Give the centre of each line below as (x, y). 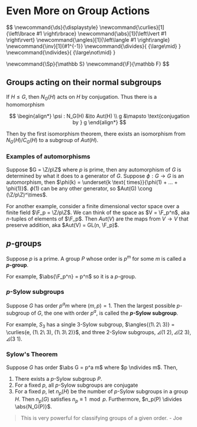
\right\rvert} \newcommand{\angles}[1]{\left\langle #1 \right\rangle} (88, 40)
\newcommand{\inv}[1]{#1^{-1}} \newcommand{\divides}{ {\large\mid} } (94, 46)
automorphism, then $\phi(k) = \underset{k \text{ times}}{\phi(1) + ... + (92, 182)
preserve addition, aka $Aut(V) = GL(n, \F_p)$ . (63, 225)
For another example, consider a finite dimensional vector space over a (93, 206)
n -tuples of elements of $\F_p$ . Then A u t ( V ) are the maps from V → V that (97, 219)
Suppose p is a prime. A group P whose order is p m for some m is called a (96, 258)
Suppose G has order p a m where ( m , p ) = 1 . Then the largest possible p (93, 305)
